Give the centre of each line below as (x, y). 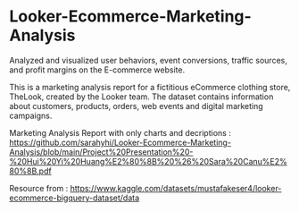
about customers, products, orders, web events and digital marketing (136, 106)
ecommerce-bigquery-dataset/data (75, 198)
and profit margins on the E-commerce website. (97, 70)
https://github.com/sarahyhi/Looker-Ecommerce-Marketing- (120, 142)
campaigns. (31, 115)
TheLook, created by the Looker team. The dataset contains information (141, 97)
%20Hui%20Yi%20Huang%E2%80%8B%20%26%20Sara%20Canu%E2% (148, 161)
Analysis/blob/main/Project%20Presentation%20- (101, 152)
